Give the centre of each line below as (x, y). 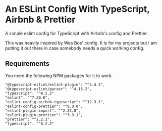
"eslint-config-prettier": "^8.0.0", (44, 106)
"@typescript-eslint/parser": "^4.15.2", (49, 89)
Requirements (27, 64)
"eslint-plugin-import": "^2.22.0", (43, 110)
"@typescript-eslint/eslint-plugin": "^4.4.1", (55, 85)
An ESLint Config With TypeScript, (78, 9)
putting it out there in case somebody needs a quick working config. (75, 48)
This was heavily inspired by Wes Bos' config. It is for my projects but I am (81, 43)
